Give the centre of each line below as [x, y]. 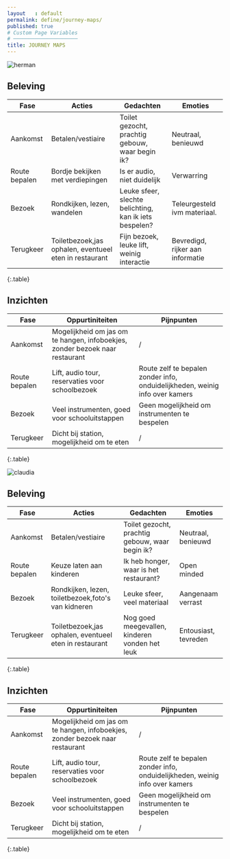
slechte [131, 199]
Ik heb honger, [146, 561]
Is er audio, [137, 171]
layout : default [35, 13]
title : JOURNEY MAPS [37, 45]
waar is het [141, 570]
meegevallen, [145, 627]
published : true [30, 26]
